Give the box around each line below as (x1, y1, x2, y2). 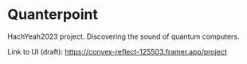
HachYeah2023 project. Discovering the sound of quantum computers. (7, 32, 240, 41)
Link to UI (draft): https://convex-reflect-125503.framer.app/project (7, 47, 228, 56)
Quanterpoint (7, 6, 99, 24)
